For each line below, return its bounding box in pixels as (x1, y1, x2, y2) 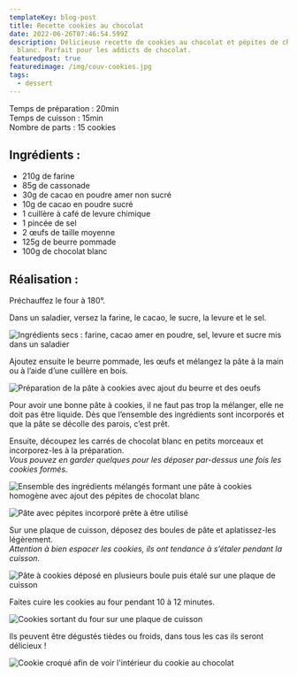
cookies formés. (9, 464, 68, 474)
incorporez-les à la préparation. (9, 445, 125, 456)
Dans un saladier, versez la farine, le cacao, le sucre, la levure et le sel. (9, 312, 267, 323)
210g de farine (21, 171, 75, 181)
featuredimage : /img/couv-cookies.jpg (9, 63, 152, 72)
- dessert (17, 79, 53, 88)
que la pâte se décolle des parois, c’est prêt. (9, 419, 171, 429)
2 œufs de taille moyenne (21, 227, 116, 238)
